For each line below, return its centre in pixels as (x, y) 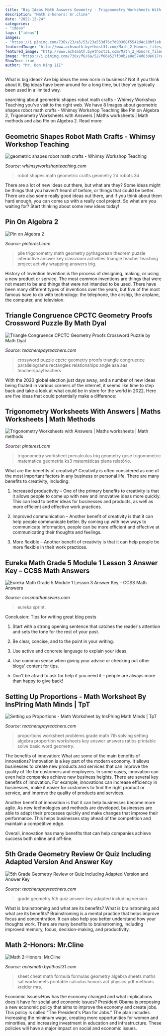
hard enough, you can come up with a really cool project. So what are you (81, 201)
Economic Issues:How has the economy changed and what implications (79, 996)
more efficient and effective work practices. (57, 507)
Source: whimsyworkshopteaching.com (46, 166)
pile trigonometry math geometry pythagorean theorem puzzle (81, 253)
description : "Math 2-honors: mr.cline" (48, 14)
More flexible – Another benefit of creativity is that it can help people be (86, 542)
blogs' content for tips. (36, 666)
